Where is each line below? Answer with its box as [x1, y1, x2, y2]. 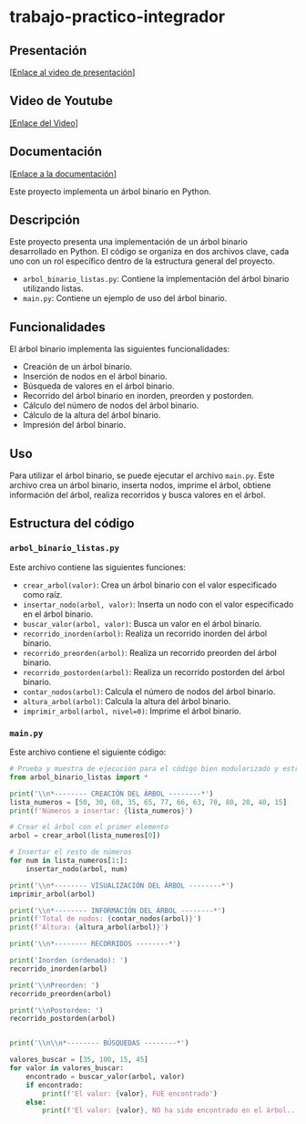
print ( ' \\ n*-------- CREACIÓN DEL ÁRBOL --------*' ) [9, 789, 214, 798]
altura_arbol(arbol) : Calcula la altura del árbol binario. [22, 695, 231, 706]
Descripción [9, 213, 80, 228]
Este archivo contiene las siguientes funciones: [9, 561, 187, 572]
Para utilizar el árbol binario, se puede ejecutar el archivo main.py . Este [9, 470, 275, 481]
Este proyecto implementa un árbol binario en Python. [9, 185, 211, 197]
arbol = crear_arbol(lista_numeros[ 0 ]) [9, 831, 161, 840]
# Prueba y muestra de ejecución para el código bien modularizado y [9, 765, 280, 774]
